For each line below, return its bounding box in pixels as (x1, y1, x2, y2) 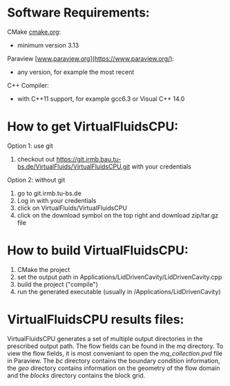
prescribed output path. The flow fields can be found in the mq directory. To (7, 342, 224, 350)
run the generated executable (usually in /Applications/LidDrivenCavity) (17, 287, 221, 296)
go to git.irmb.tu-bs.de (17, 189, 82, 197)
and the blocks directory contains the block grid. (7, 371, 146, 379)
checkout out (17, 155, 55, 163)
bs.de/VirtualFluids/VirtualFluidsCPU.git (17, 162, 131, 171)
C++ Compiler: (7, 81, 50, 89)
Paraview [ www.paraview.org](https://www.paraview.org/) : (7, 54, 175, 63)
